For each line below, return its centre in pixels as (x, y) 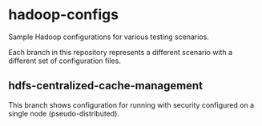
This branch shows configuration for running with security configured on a (131, 104)
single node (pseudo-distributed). (64, 113)
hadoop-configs (63, 15)
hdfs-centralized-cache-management (105, 86)
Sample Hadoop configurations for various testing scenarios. (109, 37)
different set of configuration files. (65, 61)
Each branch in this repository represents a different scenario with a (121, 52)
